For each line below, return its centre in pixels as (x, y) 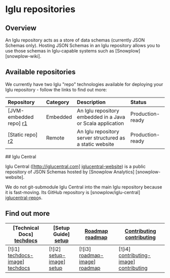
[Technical (26, 227)
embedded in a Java (101, 117)
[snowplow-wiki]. (23, 56)
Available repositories (40, 72)
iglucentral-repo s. (24, 198)
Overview (21, 28)
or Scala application (100, 123)
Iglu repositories (40, 9)
